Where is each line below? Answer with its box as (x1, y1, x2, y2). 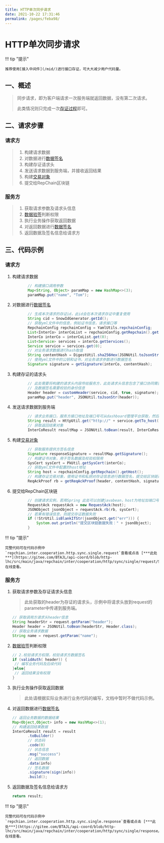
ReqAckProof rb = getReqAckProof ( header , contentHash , (27, 479, 142, 484)
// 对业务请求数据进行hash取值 (27, 348, 83, 353)
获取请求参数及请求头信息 (24, 205, 76, 211)
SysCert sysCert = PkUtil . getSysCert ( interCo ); (27, 460, 126, 465)
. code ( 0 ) (27, 743, 45, 747)
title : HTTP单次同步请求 (5, 7, 51, 12)
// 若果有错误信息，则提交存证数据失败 (27, 511, 96, 517)
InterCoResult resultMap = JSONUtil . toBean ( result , (27, 428, 135, 433)
